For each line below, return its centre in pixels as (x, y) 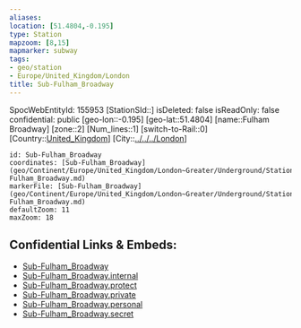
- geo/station (36, 68)
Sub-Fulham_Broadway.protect (79, 285)
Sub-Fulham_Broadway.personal (82, 305)
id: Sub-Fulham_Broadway (56, 155)
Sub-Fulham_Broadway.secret (78, 314)
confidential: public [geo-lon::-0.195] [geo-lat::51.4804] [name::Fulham (140, 119)
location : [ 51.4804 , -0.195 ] (62, 26)
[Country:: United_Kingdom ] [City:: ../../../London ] (99, 138)
